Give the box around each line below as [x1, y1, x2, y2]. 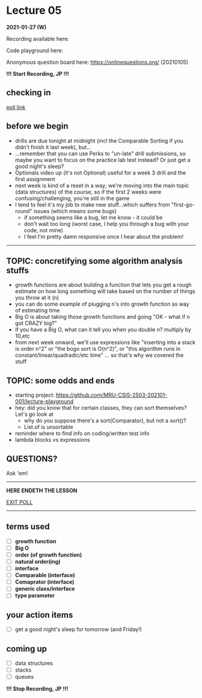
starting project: [14, 392, 55, 399]
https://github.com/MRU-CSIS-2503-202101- [56, 392, 168, 399]
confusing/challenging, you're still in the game [14, 194, 130, 202]
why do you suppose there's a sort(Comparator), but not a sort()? [23, 417, 186, 424]
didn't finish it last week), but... [14, 143, 92, 150]
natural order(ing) [14, 558, 61, 565]
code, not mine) [23, 226, 63, 233]
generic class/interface [14, 585, 75, 593]
